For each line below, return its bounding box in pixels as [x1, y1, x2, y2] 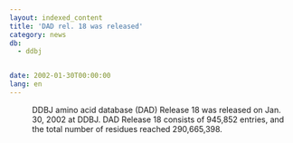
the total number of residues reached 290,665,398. [32, 123, 223, 134]
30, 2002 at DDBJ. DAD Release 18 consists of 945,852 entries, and [32, 114, 285, 125]
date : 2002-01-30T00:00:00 [9, 71, 111, 81]
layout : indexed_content [9, 13, 103, 23]
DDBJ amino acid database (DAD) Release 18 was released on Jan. [32, 104, 282, 115]
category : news [9, 30, 67, 39]
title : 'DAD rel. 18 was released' [9, 22, 144, 31]
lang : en [9, 80, 43, 89]
